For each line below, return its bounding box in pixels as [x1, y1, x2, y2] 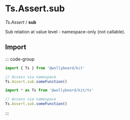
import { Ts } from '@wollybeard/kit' [5, 65, 85, 70]
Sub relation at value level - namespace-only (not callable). [5, 29, 126, 34]
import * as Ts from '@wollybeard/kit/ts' [5, 88, 94, 93]
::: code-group [5, 56, 35, 62]
